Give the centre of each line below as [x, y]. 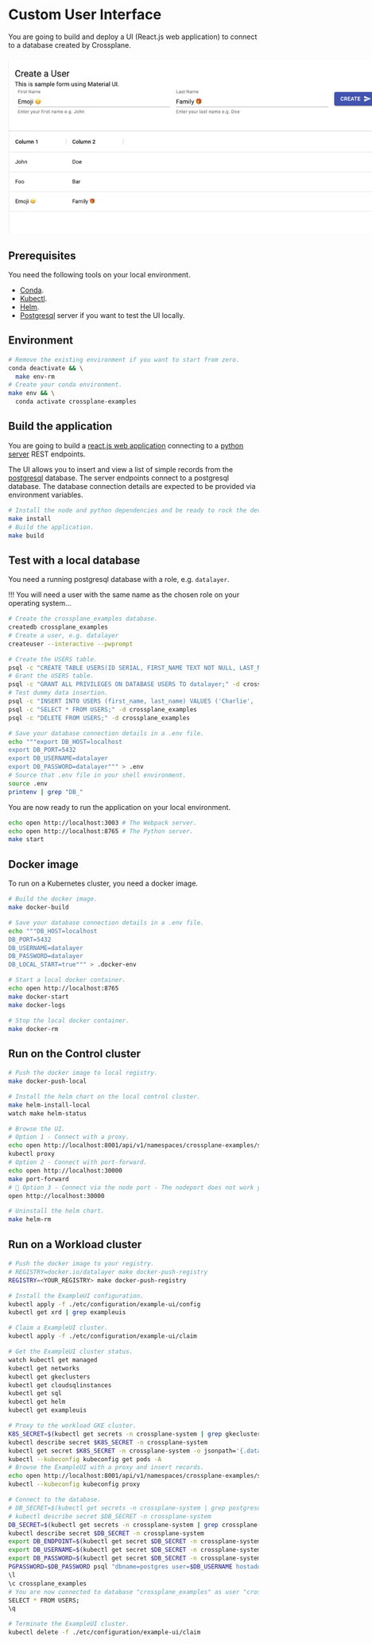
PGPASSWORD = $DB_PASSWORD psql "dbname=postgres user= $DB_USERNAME [120, 1567]
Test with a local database [74, 560]
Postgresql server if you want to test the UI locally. [102, 315]
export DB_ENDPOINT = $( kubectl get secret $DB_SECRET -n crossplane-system [135, 1541]
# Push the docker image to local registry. [83, 1073]
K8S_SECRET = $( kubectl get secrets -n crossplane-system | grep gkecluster [135, 1434]
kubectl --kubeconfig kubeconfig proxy [74, 1484]
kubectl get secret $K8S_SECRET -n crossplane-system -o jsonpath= [122, 1451]
